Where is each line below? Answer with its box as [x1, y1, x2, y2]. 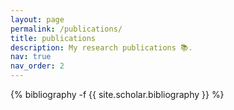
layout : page [10, 14, 65, 25]
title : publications [10, 33, 97, 43]
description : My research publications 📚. [10, 42, 193, 53]
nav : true [10, 52, 52, 62]
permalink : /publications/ [10, 24, 123, 34]
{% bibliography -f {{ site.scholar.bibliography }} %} [10, 89, 225, 100]
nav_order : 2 [10, 61, 65, 71]
